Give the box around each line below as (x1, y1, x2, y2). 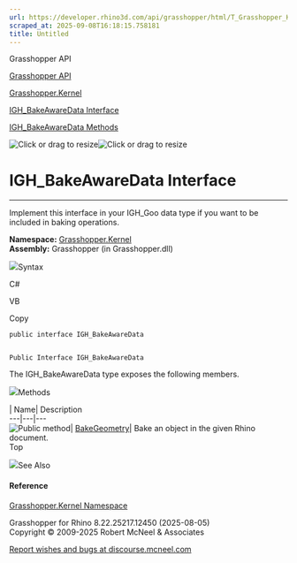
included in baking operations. (9, 217, 119, 228)
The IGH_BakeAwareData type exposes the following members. (9, 369, 240, 380)
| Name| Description (9, 404, 82, 415)
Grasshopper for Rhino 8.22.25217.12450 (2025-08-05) (9, 517, 210, 528)
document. (9, 432, 49, 443)
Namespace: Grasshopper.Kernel (9, 234, 133, 245)
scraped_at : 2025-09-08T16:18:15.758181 (9, 21, 161, 30)
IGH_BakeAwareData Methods (9, 122, 119, 133)
